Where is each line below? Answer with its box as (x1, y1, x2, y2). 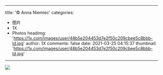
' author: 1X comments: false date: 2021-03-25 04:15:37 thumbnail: (23, 41, 157, 46)
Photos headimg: (12, 30, 46, 36)
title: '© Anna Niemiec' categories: (5, 10, 74, 15)
